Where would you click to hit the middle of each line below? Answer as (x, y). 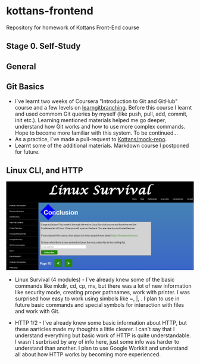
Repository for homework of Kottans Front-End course (73, 27)
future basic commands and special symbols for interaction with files (99, 305)
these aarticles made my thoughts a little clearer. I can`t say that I (95, 329)
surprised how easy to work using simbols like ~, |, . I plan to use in (97, 298)
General (21, 66)
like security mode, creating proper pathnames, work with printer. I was (102, 293)
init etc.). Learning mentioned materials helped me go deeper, (90, 120)
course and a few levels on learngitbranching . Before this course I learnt (103, 107)
